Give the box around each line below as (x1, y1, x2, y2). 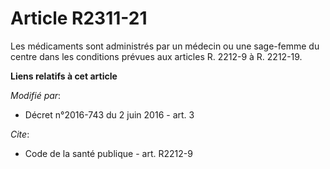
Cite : (10, 128, 30, 140)
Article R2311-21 (10, 7, 148, 30)
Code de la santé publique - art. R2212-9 (24, 147, 193, 159)
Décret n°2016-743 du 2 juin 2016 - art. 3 (24, 108, 195, 121)
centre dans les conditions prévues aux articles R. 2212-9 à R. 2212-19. (10, 50, 303, 62)
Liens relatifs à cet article (10, 70, 118, 82)
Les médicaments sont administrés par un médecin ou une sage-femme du (10, 40, 320, 52)
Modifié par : (10, 89, 62, 101)
